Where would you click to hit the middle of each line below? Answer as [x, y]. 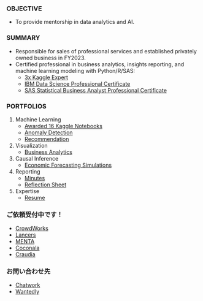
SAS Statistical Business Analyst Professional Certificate [96, 90]
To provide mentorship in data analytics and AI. [75, 22]
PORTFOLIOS [27, 106]
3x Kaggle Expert [46, 77]
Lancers [25, 235]
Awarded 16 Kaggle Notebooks [63, 126]
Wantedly [27, 292]
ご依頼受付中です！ [35, 215]
